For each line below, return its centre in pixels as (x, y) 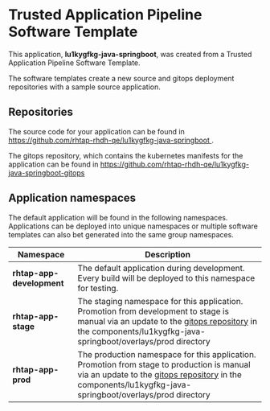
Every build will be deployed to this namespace (166, 277)
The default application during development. (161, 268)
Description (168, 254)
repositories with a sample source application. (84, 87)
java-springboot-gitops (47, 173)
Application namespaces (72, 198)
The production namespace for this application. (167, 354)
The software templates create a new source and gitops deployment (121, 78)
